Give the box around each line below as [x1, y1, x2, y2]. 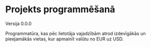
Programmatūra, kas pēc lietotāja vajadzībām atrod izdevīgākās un [5, 30, 146, 36]
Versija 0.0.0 [5, 20, 32, 27]
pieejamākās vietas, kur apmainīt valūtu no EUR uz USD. [5, 36, 124, 42]
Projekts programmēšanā [5, 4, 115, 15]
